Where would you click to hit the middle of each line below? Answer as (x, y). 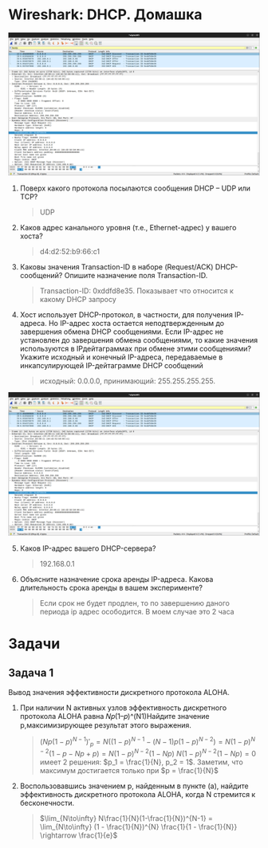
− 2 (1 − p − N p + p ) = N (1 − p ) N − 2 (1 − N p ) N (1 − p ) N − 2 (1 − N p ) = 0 (148, 753)
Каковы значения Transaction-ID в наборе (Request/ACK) (116, 267)
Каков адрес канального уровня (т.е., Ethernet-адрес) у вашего (128, 228)
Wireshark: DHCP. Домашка (105, 15)
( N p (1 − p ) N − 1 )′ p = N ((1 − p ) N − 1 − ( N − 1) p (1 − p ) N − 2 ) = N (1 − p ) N (147, 742)
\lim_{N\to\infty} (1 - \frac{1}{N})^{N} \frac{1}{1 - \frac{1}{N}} (138, 826)
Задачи (34, 644)
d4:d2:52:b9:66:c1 (70, 252)
